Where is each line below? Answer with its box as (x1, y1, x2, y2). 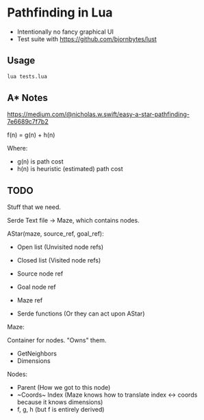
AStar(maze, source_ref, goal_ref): (7, 230, 104, 238)
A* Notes (7, 92, 48, 104)
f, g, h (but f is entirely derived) (16, 406, 105, 414)
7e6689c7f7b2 (7, 118, 49, 126)
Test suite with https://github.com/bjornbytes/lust (16, 34, 157, 43)
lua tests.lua (7, 73, 48, 80)
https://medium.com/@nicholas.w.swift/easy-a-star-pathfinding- (7, 110, 190, 118)
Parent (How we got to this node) (16, 384, 111, 392)
